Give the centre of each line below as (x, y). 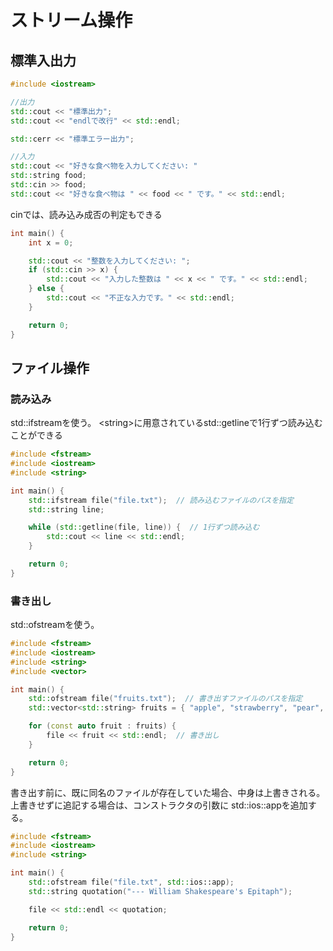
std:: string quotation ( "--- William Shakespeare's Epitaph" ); (160, 891)
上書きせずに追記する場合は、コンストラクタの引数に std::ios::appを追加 (159, 805)
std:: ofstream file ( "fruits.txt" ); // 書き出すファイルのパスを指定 (165, 699)
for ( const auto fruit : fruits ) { (102, 726)
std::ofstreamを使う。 (55, 625)
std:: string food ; (48, 176)
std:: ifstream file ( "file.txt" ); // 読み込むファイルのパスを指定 (161, 500)
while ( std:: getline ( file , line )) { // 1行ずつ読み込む (144, 527)
